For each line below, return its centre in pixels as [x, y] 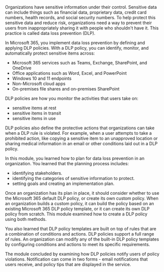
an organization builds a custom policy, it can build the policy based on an [80, 203]
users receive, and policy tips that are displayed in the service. [68, 264]
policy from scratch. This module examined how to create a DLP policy [76, 214]
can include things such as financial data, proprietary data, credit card [76, 12]
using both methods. [26, 219]
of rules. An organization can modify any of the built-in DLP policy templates [82, 239]
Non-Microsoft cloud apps [39, 84]
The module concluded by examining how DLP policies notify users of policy [82, 254]
